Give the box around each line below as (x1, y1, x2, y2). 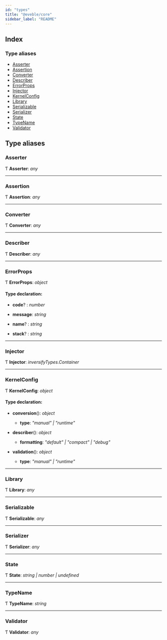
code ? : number (12, 302, 45, 308)
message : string (12, 312, 46, 318)
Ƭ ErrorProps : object (5, 279, 48, 285)
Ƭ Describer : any (5, 251, 41, 257)
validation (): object (12, 449, 52, 455)
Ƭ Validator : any (5, 629, 39, 635)
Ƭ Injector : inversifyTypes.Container (5, 359, 80, 365)
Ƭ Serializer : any (5, 544, 40, 550)
